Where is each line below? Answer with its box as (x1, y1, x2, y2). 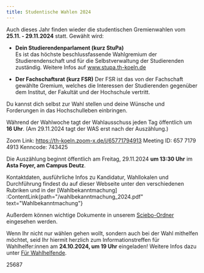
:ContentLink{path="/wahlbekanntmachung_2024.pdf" (6, 193, 144, 200)
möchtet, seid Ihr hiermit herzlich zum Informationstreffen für (6, 236, 160, 243)
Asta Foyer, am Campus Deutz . (6, 161, 86, 169)
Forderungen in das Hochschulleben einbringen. (6, 106, 128, 114)
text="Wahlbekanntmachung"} (6, 199, 83, 206)
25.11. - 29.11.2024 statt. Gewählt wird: (6, 32, 104, 40)
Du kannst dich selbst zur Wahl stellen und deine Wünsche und (6, 100, 165, 107)
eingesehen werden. (6, 217, 58, 225)
